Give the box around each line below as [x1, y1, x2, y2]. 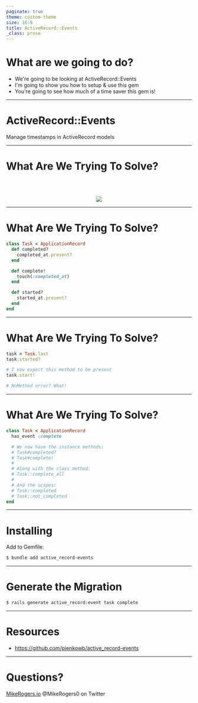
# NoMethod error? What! [6, 383, 67, 389]
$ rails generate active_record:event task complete [6, 600, 138, 606]
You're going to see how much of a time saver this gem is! [14, 88, 156, 95]
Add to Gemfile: [6, 543, 44, 551]
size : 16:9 [6, 19, 33, 25]
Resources [6, 625, 60, 639]
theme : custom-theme [6, 14, 57, 20]
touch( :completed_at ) [16, 273, 70, 280]
